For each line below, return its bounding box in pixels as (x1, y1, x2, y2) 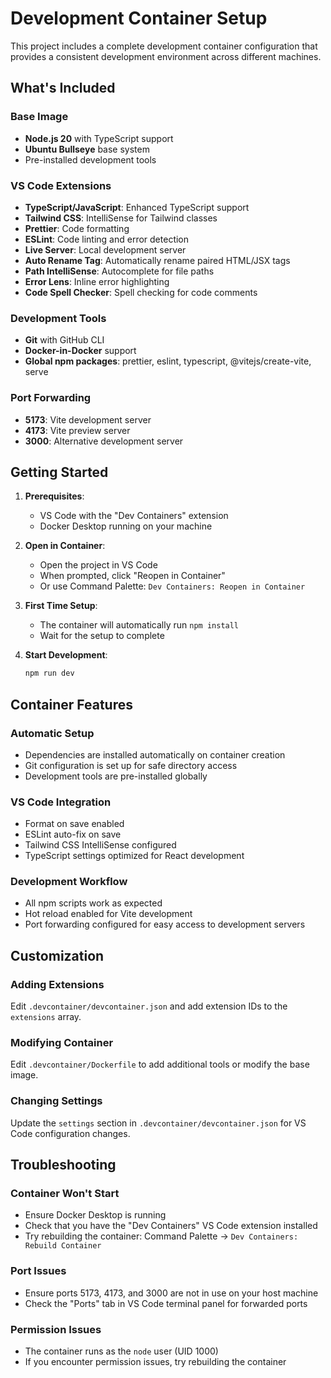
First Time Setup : (24, 600, 98, 612)
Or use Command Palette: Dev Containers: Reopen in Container (39, 580, 306, 592)
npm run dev (24, 668, 75, 679)
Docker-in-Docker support (24, 345, 137, 357)
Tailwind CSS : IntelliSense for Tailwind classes (24, 212, 218, 224)
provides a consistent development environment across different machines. (10, 50, 322, 62)
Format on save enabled (24, 818, 125, 830)
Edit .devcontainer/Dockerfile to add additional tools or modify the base (10, 1058, 310, 1071)
